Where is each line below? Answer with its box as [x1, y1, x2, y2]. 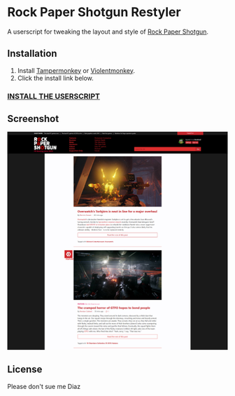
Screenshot [7, 113, 59, 125]
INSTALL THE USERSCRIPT [7, 91, 100, 101]
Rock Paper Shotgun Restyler [7, 4, 181, 20]
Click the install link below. [17, 74, 94, 82]
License [7, 364, 43, 376]
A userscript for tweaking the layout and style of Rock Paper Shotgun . [7, 27, 208, 36]
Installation [7, 48, 57, 60]
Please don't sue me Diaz [7, 382, 81, 390]
